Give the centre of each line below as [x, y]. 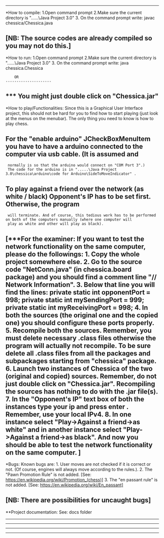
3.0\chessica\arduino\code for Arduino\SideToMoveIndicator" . [71, 174]
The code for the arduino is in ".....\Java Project [62, 170]
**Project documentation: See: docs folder [49, 512]
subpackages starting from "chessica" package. [81, 361]
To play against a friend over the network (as [75, 189]
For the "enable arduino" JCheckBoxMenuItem [78, 139]
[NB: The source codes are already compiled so [79, 38]
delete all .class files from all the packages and [78, 353]
